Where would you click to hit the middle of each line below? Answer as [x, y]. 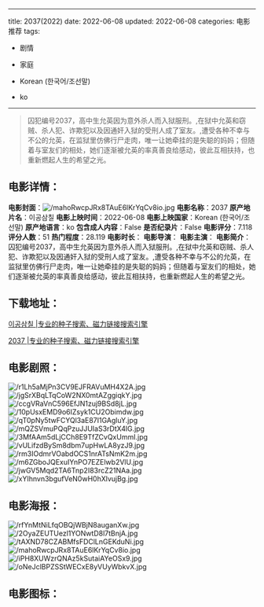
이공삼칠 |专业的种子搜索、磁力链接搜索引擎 [78, 324]
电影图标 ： [34, 593]
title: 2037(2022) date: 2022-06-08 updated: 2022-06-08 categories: [121, 21]
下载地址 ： [34, 303]
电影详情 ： [34, 187]
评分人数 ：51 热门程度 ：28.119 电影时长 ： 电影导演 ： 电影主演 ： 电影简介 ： [130, 237]
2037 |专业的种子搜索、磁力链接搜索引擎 [74, 340]
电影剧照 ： [34, 368]
